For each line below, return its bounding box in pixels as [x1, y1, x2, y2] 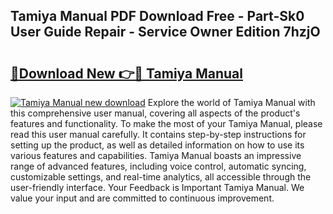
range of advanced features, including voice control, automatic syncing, [10, 160, 307, 172]
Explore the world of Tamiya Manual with [147, 97, 316, 108]
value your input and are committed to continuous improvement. [10, 192, 275, 204]
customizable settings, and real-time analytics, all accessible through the [10, 171, 312, 183]
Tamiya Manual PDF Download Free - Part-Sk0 [10, 8, 305, 25]
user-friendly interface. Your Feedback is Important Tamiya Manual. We [10, 182, 305, 193]
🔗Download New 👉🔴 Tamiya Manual [10, 65, 243, 82]
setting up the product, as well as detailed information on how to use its [10, 139, 305, 151]
